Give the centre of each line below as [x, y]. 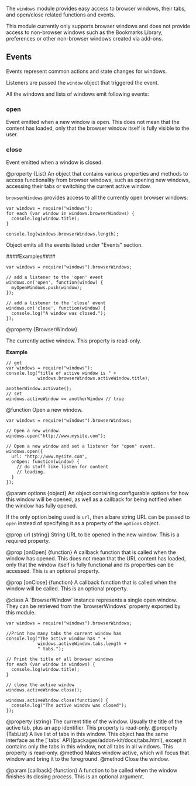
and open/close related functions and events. [61, 15]
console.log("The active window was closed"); [69, 706]
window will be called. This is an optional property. [67, 589]
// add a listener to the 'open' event [55, 278]
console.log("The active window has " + [56, 639]
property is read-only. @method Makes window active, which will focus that [98, 753]
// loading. [31, 472]
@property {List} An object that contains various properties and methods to [97, 174]
